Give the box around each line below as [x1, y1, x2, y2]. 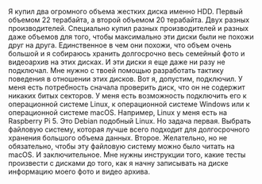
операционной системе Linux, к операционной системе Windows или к [8, 99, 250, 109]
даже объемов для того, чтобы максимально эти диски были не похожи [8, 32, 254, 41]
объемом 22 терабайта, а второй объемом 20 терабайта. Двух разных [8, 15, 250, 25]
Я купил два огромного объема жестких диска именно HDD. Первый [8, 7, 244, 16]
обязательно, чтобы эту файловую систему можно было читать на [8, 142, 236, 151]
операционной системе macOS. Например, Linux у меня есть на [8, 108, 228, 117]
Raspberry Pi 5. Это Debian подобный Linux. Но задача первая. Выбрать [8, 117, 252, 125]
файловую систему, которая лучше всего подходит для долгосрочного [8, 125, 250, 134]
